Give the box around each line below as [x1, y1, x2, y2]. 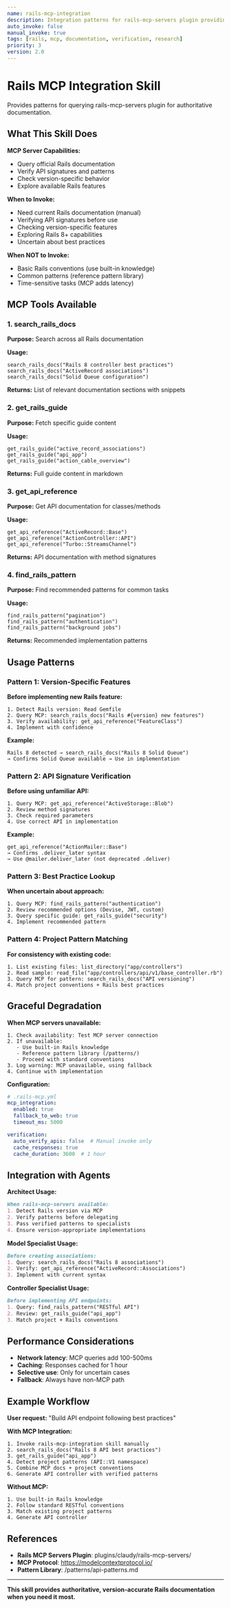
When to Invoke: [7, 195, 55, 203]
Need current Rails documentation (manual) [16, 208, 142, 217]
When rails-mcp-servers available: [7, 1201, 109, 1208]
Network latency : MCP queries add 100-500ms [16, 1353, 153, 1362]
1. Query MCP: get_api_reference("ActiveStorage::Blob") [7, 800, 174, 807]
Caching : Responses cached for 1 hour [16, 1361, 129, 1369]
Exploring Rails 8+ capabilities [16, 230, 103, 238]
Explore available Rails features [16, 182, 106, 190]
